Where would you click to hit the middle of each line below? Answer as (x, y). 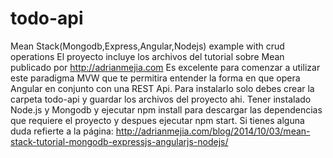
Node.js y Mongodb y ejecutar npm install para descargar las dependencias (166, 109)
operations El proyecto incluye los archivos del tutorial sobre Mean (147, 56)
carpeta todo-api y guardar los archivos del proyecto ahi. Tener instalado (161, 99)
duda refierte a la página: (62, 131)
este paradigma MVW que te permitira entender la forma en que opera (155, 78)
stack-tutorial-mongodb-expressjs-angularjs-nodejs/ (119, 141)
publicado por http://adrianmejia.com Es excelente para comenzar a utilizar (165, 67)
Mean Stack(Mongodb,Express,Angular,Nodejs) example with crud (147, 46)
